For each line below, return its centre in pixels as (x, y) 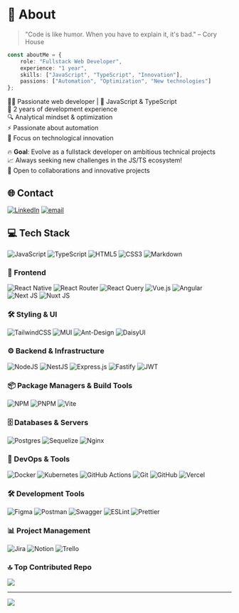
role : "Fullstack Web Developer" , (71, 61)
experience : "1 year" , (54, 68)
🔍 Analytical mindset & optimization (60, 117)
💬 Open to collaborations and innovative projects (79, 171)
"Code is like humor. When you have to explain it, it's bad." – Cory (121, 34)
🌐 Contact (31, 193)
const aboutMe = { (34, 55)
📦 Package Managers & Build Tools (70, 385)
